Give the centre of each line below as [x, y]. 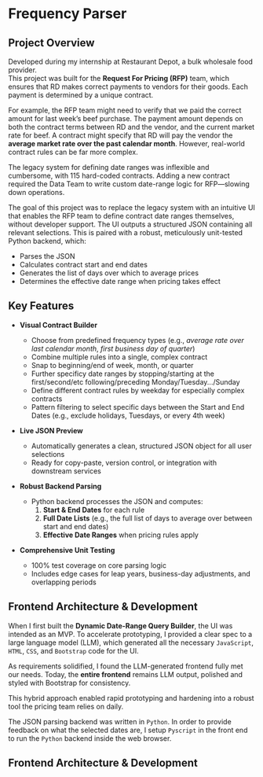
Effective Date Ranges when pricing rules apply [121, 535]
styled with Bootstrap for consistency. [69, 683]
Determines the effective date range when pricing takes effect [120, 281]
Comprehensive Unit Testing [67, 550]
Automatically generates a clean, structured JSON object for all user [142, 446]
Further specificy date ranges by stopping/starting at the [122, 374]
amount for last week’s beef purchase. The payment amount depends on [126, 118]
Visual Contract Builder [58, 325]
